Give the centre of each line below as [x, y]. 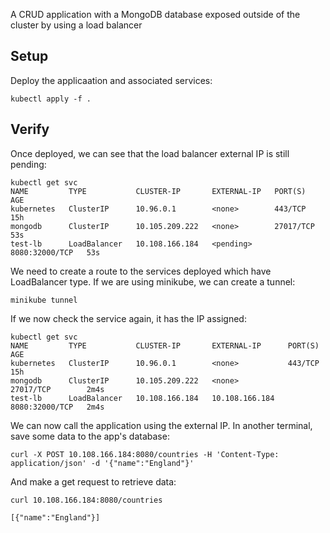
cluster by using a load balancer [76, 25]
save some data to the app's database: [90, 436]
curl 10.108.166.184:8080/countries [86, 500]
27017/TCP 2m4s [57, 389]
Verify [30, 129]
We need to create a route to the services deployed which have [141, 271]
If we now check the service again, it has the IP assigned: [128, 318]
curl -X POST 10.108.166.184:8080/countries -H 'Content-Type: [145, 454]
